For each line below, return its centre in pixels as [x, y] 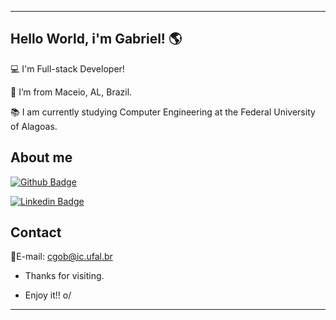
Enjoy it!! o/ [48, 295]
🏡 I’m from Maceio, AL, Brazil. [71, 92]
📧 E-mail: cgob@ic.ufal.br [61, 257]
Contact [36, 232]
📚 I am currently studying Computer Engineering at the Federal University [163, 112]
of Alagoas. [34, 126]
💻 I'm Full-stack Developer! [67, 68]
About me [41, 157]
